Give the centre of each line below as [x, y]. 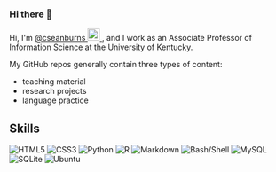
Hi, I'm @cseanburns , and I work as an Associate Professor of [131, 38]
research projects [54, 91]
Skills [24, 128]
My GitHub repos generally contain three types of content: [116, 65]
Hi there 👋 [31, 14]
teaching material [54, 82]
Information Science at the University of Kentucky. [101, 47]
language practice [55, 100]
